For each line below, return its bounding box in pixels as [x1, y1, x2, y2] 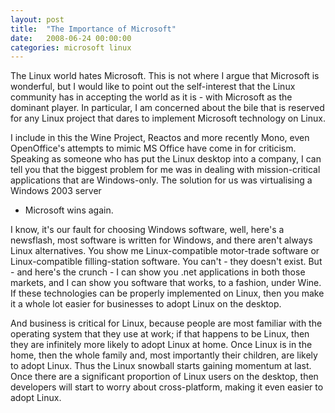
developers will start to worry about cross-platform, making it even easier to [10, 381, 324, 393]
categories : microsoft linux [10, 42, 132, 53]
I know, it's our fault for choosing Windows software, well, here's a [10, 224, 285, 236]
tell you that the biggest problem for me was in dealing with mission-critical [10, 164, 321, 176]
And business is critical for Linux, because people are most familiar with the [10, 317, 323, 330]
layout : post [10, 14, 65, 25]
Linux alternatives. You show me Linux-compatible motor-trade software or [10, 245, 320, 257]
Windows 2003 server [10, 185, 102, 197]
